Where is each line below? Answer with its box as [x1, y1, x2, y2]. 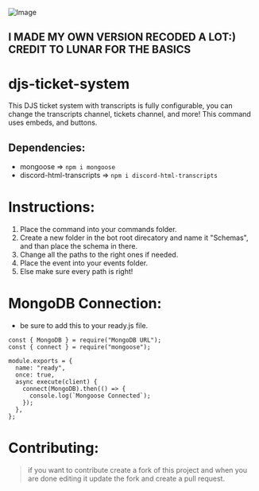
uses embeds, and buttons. [8, 118, 98, 127]
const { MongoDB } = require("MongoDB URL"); [8, 336, 161, 345]
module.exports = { [8, 358, 73, 365]
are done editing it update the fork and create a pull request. [27, 474, 225, 483]
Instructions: [8, 199, 95, 216]
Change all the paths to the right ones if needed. [19, 250, 179, 260]
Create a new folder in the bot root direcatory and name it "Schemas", [19, 233, 249, 242]
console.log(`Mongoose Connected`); [29, 392, 151, 400]
